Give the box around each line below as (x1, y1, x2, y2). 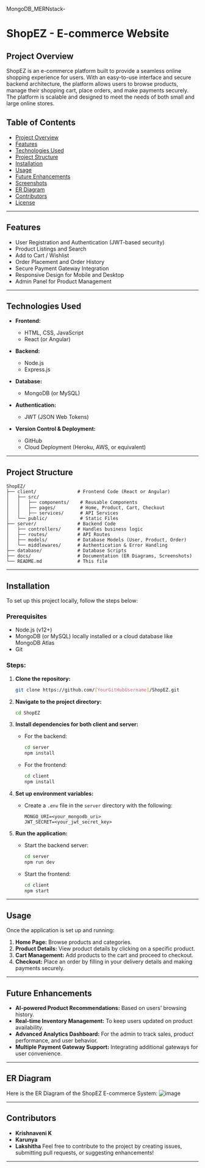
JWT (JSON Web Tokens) (24, 413, 90, 421)
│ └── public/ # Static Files (6, 516, 119, 522)
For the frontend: (24, 761, 67, 769)
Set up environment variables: (15, 789, 94, 797)
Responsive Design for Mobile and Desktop (15, 271, 124, 278)
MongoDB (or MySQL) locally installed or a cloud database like (15, 633, 173, 640)
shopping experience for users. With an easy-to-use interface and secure (6, 73, 192, 81)
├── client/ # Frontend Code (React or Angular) (6, 489, 171, 495)
